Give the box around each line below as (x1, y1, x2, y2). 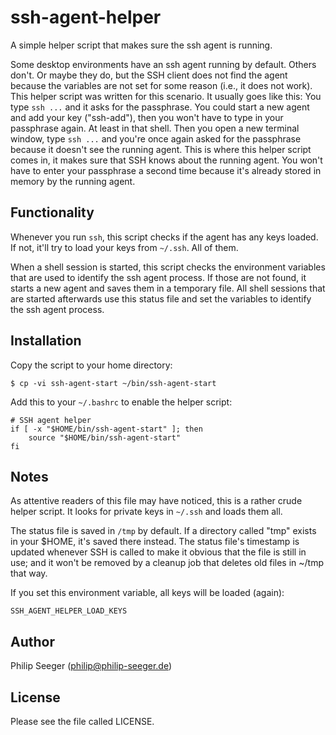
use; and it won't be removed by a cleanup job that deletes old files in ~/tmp (10, 557, 324, 569)
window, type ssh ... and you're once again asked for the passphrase (10, 132, 302, 145)
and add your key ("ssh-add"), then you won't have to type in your (10, 111, 284, 123)
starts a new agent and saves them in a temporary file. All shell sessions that (10, 282, 326, 294)
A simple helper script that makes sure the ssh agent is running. (10, 39, 273, 51)
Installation (10, 332, 82, 350)
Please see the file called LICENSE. (10, 716, 155, 727)
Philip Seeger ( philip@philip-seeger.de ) (10, 660, 173, 672)
